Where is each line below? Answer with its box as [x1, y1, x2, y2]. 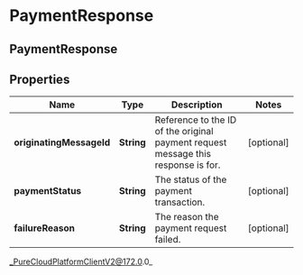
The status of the [154, 173, 227, 186]
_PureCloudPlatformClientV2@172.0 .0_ [9, 256, 153, 267]
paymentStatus [14, 185, 82, 197]
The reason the [154, 211, 219, 224]
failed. [154, 234, 181, 246]
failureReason [14, 222, 75, 234]
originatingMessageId [14, 136, 111, 149]
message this [154, 148, 212, 160]
